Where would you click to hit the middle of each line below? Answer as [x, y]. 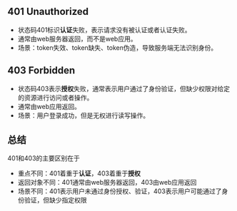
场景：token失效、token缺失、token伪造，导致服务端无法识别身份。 [117, 47]
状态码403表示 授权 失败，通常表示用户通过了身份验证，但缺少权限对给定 [124, 88]
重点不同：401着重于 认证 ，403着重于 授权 [79, 173]
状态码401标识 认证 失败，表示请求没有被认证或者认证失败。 [104, 30]
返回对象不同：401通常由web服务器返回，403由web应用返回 [107, 182]
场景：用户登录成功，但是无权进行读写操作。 [84, 115]
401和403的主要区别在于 [44, 158]
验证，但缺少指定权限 [55, 200]
